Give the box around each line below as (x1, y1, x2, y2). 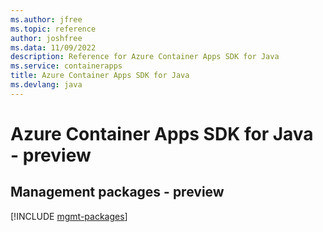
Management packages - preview (10, 184, 225, 201)
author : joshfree (10, 33, 83, 43)
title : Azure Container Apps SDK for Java (10, 71, 190, 81)
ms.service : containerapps (10, 61, 123, 71)
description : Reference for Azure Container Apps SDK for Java (10, 52, 280, 62)
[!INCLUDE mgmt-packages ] (10, 210, 128, 222)
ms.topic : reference (10, 24, 97, 34)
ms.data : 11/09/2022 (10, 42, 97, 53)
